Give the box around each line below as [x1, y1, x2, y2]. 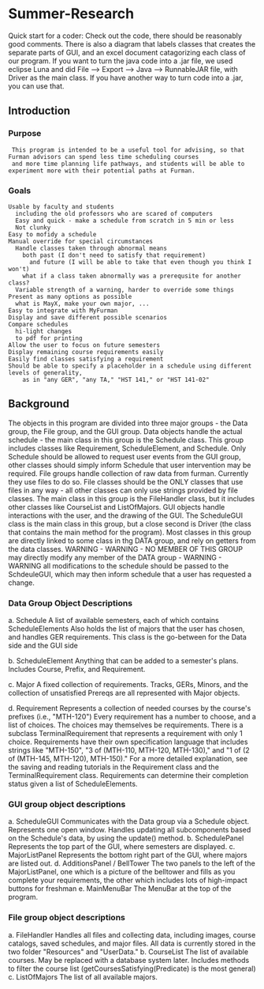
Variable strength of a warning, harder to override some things [15, 285, 235, 293]
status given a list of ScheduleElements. [8, 779, 138, 789]
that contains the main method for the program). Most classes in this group [8, 527, 252, 537]
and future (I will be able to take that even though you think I [28, 258, 252, 266]
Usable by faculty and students [8, 202, 114, 210]
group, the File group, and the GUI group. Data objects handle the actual [8, 426, 243, 436]
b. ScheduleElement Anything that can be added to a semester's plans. [8, 656, 239, 666]
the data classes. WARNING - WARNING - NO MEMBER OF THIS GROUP [8, 544, 243, 553]
